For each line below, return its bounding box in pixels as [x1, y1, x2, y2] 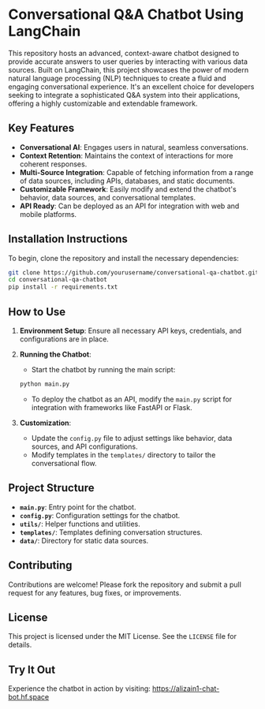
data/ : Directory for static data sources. [19, 535, 149, 545]
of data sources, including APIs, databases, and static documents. [19, 176, 235, 185]
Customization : [19, 418, 72, 427]
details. [8, 640, 32, 650]
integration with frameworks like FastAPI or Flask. [31, 402, 192, 412]
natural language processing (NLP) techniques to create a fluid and [8, 73, 226, 83]
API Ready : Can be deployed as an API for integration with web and [19, 201, 240, 211]
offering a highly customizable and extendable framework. [8, 99, 199, 108]
